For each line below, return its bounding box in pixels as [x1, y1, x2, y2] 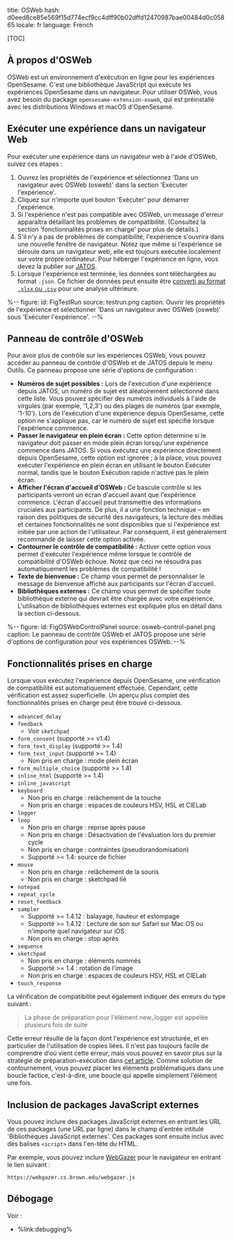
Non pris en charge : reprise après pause [27, 823, 146, 832]
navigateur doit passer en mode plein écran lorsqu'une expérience [17, 439, 209, 447]
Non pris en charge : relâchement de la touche [27, 794, 162, 802]
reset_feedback [17, 899, 62, 906]
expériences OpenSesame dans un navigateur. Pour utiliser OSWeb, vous [7, 87, 218, 96]
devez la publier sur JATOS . [17, 262, 97, 271]
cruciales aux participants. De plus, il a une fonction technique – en [17, 506, 210, 514]
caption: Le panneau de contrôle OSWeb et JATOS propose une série [7, 630, 206, 639]
